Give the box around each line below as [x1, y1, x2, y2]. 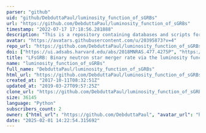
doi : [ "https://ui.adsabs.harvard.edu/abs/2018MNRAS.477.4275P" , [6, 49, 177, 55]
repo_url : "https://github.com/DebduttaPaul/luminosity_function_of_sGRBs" [6, 44, 204, 50]
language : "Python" [6, 100, 56, 106]
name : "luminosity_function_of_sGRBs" [6, 60, 105, 66]
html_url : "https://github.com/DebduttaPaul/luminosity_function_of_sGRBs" [6, 72, 204, 78]
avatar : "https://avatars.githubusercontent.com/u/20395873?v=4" [6, 37, 177, 44]
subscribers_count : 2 [6, 105, 62, 112]
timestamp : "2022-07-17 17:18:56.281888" [6, 26, 114, 32]
